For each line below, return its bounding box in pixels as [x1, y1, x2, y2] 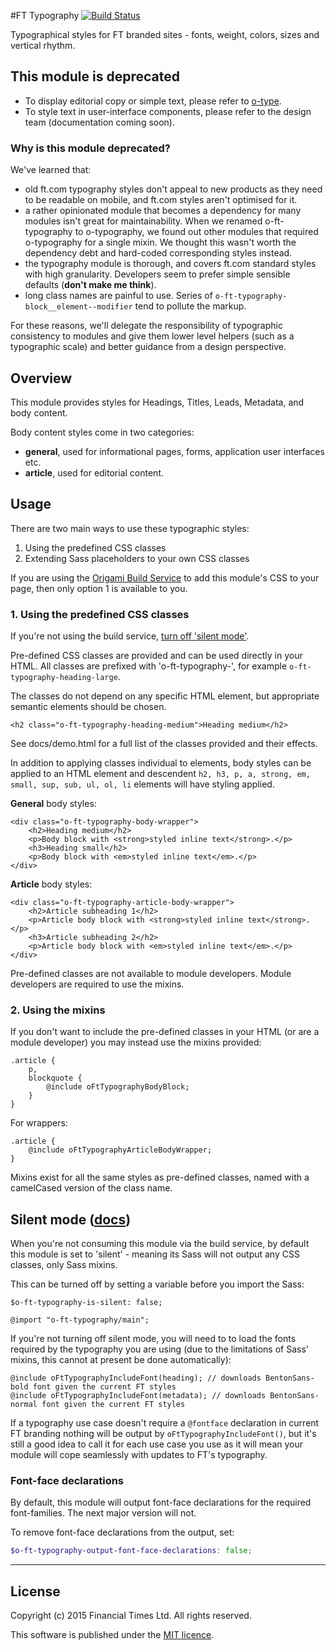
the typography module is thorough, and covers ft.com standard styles [24, 258, 317, 270]
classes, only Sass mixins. [10, 1259, 118, 1271]
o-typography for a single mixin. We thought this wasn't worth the [24, 236, 297, 249]
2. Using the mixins [10, 1003, 106, 1017]
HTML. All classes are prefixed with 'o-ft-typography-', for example [10, 660, 288, 672]
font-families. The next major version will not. [10, 1507, 197, 1519]
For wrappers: [10, 1117, 68, 1129]
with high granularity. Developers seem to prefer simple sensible [24, 268, 291, 280]
